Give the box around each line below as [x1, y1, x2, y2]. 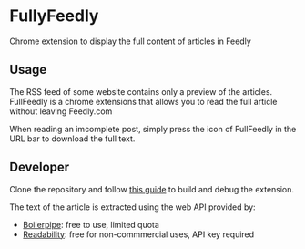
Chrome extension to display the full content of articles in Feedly [9, 36, 252, 47]
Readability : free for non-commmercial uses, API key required [22, 229, 255, 240]
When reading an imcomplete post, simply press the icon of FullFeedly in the [9, 123, 297, 134]
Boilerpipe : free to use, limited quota [22, 219, 159, 230]
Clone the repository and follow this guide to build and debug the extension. [9, 183, 294, 194]
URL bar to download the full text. [9, 133, 136, 144]
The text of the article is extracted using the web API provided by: [9, 202, 257, 213]
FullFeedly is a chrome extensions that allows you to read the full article [9, 96, 278, 107]
